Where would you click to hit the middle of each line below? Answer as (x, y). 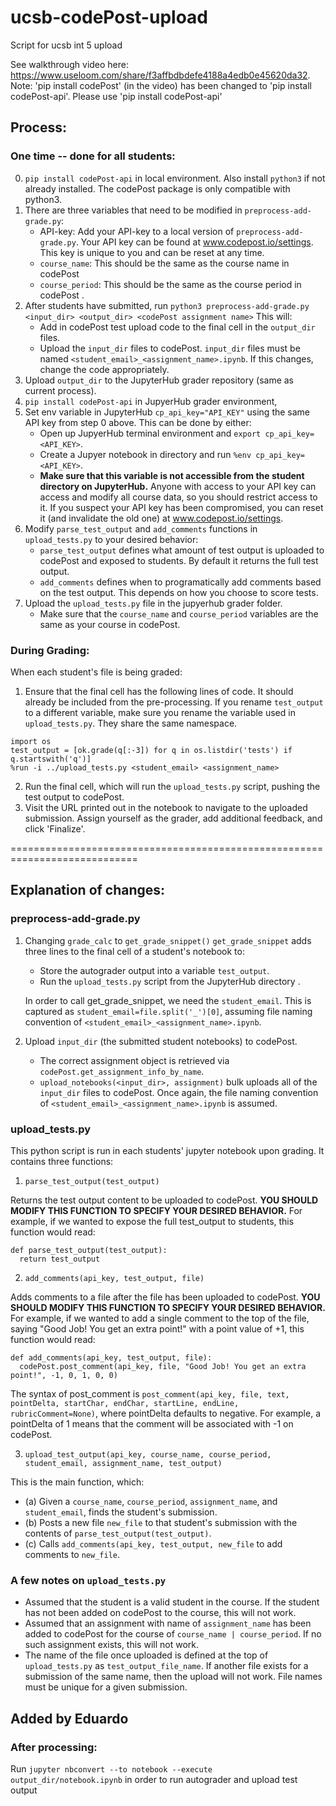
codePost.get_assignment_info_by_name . (122, 1071)
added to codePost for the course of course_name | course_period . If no (173, 1634)
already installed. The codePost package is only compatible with (157, 188)
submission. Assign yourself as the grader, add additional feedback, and (173, 818)
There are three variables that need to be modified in (133, 210)
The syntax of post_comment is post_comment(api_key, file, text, (150, 1393)
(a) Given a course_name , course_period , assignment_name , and (151, 1501)
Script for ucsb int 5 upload (66, 45)
